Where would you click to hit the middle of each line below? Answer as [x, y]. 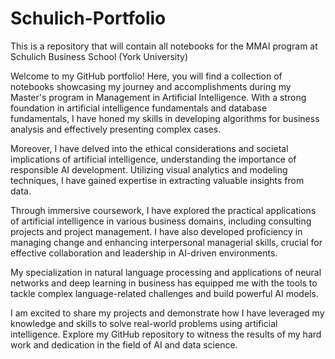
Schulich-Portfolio [88, 18]
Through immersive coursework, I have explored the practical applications [163, 210]
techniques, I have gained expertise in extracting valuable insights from [157, 180]
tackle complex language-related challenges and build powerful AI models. [164, 293]
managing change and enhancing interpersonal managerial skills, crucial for [166, 242]
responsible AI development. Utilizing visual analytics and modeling [149, 169]
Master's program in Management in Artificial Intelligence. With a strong [158, 97]
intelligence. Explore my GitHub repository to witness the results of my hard [166, 334]
